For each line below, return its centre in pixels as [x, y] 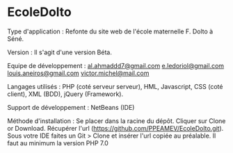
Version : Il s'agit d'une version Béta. [60, 52]
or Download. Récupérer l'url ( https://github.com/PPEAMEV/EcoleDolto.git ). [115, 128]
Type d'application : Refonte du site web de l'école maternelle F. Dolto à [110, 31]
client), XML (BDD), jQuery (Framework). [65, 94]
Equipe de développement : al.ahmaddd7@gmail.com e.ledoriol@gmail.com [116, 65]
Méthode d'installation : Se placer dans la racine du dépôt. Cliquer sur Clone [116, 121]
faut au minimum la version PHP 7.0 [58, 143]
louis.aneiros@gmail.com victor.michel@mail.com [78, 73]
